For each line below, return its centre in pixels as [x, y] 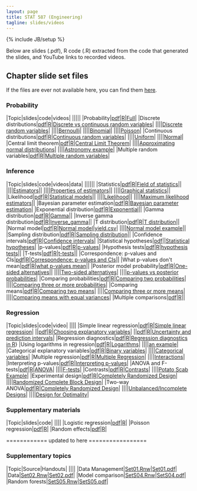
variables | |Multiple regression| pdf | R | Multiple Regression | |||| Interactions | [96, 357]
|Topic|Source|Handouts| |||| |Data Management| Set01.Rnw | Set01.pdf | [92, 469]
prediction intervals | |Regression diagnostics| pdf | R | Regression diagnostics [97, 338]
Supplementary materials [43, 410]
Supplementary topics [39, 456]
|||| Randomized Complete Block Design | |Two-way [68, 382]
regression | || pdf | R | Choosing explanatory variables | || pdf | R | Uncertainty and [99, 332]
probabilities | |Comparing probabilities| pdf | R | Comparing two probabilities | [96, 278]
